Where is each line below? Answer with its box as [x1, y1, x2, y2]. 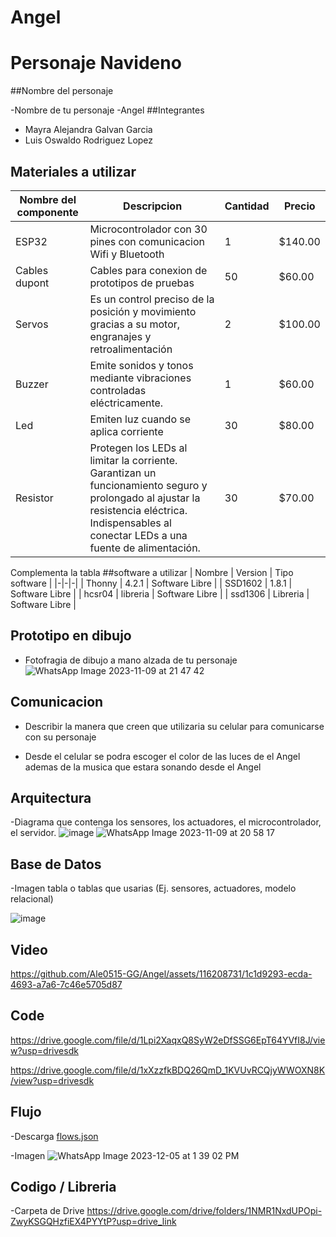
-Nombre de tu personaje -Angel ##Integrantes [10, 104, 205, 116]
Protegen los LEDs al [89, 441, 188, 455]
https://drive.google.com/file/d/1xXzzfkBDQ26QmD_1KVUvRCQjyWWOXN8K [10, 1064, 326, 1076]
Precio [283, 199, 316, 213]
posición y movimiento [89, 304, 197, 318]
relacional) [10, 893, 54, 905]
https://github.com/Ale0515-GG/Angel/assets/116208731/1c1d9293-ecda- [10, 968, 313, 980]
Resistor [15, 491, 54, 505]
